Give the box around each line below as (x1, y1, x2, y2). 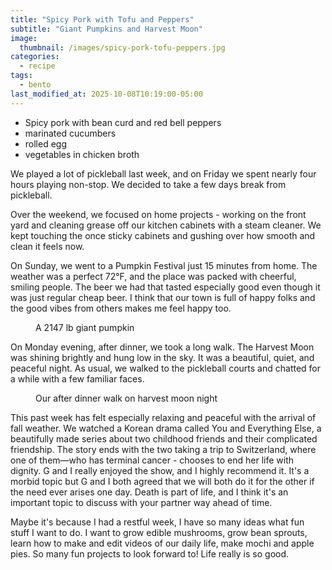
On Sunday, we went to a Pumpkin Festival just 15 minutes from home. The (10, 259, 318, 271)
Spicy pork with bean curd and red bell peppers (24, 116, 222, 128)
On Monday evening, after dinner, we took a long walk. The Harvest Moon (10, 341, 315, 353)
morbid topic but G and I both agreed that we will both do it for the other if (10, 475, 315, 487)
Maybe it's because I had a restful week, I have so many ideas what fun (10, 516, 305, 528)
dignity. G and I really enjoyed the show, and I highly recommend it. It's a (10, 464, 310, 476)
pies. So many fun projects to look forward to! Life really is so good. (10, 547, 290, 560)
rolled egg (24, 137, 68, 150)
